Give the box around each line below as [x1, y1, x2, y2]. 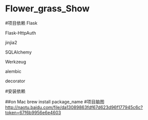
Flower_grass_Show [5, 3, 90, 14]
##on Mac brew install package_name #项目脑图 [5, 99, 105, 105]
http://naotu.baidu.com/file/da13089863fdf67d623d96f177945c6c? [5, 104, 143, 110]
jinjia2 [5, 39, 17, 45]
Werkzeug [5, 59, 26, 64]
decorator [5, 78, 26, 84]
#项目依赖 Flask [5, 20, 38, 26]
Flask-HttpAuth [5, 30, 36, 36]
